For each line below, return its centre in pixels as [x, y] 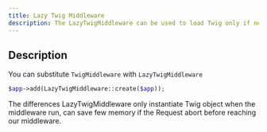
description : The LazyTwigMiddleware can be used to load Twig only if [129, 23]
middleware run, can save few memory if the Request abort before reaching [132, 113]
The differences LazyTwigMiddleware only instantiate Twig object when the [132, 104]
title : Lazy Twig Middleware [56, 16]
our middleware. [35, 121]
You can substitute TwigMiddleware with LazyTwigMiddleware [105, 74]
